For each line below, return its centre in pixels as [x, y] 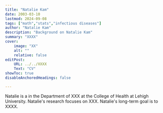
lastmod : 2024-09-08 [26, 19]
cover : [12, 42]
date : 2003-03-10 [23, 14]
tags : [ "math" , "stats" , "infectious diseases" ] [53, 23]
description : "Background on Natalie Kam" [49, 32]
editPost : [15, 60]
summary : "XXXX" [21, 37]
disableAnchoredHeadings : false [38, 78]
